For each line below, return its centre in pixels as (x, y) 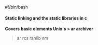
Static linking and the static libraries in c (46, 18)
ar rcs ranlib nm (32, 38)
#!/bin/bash (16, 7)
